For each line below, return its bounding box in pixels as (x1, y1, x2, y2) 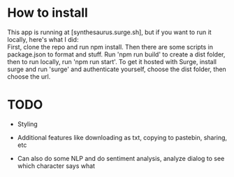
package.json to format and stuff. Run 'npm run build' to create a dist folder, (7, 50, 226, 59)
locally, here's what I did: (7, 35, 79, 43)
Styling (17, 120, 38, 128)
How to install (7, 5, 89, 21)
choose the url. (7, 72, 51, 81)
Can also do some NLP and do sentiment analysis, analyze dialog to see (17, 154, 225, 162)
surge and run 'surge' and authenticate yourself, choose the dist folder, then (7, 65, 227, 73)
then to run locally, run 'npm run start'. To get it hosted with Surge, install (7, 57, 217, 66)
